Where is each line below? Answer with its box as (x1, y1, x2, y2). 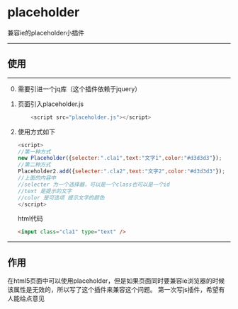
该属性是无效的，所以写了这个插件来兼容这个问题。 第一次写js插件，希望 (7, 286, 219, 294)
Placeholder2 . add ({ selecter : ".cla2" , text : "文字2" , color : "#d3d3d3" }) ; (17, 168, 225, 175)
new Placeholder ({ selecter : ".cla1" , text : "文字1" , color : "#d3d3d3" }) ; (17, 155, 222, 162)
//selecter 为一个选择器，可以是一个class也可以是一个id (17, 181, 170, 188)
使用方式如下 (17, 127, 55, 136)
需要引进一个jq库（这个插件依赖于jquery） (17, 84, 142, 93)
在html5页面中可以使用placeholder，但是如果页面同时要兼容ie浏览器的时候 (7, 276, 225, 285)
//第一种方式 (17, 148, 51, 156)
